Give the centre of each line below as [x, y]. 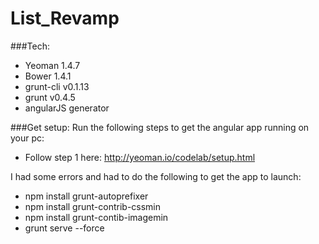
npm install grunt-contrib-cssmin [93, 206]
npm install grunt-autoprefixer [86, 196]
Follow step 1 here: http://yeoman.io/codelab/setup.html [140, 157]
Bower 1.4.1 [48, 76]
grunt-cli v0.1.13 [57, 86]
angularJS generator [67, 108]
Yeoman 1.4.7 [52, 65]
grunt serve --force [64, 228]
